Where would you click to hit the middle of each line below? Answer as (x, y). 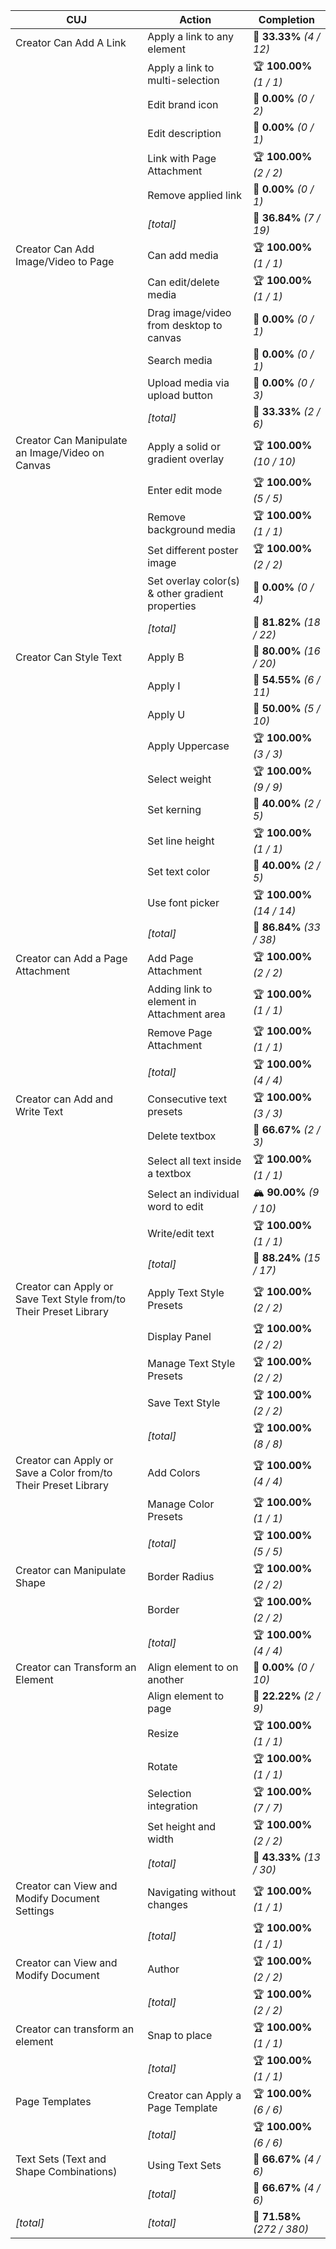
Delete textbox (182, 1136)
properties (172, 606)
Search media (180, 360)
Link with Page (182, 158)
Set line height (181, 841)
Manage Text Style (191, 1363)
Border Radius (181, 1576)
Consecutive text (187, 1099)
